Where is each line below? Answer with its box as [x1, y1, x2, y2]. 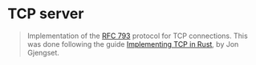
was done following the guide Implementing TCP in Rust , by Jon [26, 39, 239, 48]
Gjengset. [26, 48, 59, 57]
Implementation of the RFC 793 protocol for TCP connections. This [26, 31, 248, 40]
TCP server [7, 5, 84, 23]
